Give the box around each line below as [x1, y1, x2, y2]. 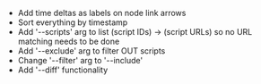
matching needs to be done [17, 36, 120, 46]
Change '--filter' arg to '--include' [17, 55, 144, 65]
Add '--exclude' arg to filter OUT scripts [17, 46, 166, 56]
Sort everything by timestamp [17, 17, 128, 28]
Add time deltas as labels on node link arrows [17, 8, 187, 18]
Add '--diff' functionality [17, 64, 109, 75]
